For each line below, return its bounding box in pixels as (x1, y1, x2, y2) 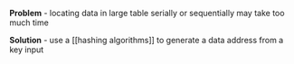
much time (9, 17, 50, 28)
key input (9, 44, 44, 55)
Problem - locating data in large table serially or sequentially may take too (9, 8, 285, 18)
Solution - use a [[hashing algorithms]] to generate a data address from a (9, 35, 284, 45)
